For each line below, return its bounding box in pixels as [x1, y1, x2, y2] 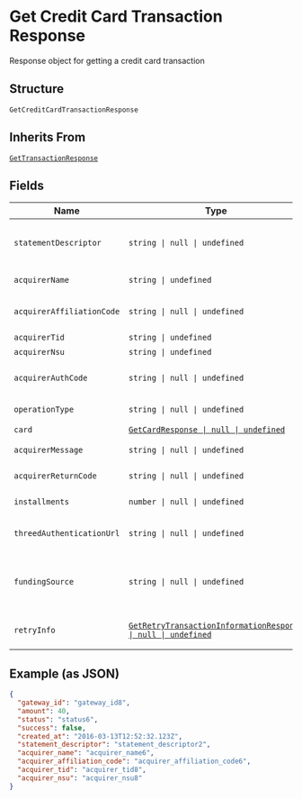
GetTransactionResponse [9, 153, 99, 163]
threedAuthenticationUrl [13, 529, 120, 539]
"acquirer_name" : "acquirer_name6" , [17, 749, 155, 758]
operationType [13, 404, 75, 415]
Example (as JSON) [9, 666, 120, 681]
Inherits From [9, 130, 86, 145]
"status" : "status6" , [17, 714, 99, 724]
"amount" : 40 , [17, 706, 70, 715]
